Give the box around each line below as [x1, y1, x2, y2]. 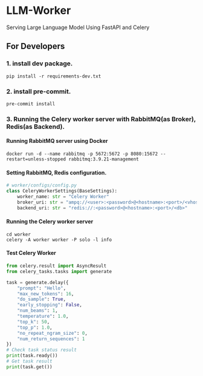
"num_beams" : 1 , [17, 308, 59, 314]
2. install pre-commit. [6, 87, 71, 96]
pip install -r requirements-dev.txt [6, 73, 101, 79]
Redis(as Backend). [6, 122, 65, 131]
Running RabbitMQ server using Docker [6, 137, 108, 145]
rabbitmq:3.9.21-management [68, 156, 139, 162]
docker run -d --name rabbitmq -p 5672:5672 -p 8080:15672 [6, 151, 158, 157]
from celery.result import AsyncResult [6, 263, 107, 269]
